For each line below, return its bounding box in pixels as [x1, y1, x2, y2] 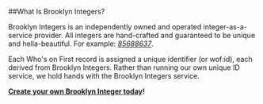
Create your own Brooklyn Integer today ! [8, 87, 145, 96]
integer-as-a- [203, 22, 247, 31]
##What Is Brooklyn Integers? [8, 7, 105, 16]
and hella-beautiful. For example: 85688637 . [8, 39, 154, 48]
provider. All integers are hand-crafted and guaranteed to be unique [34, 31, 256, 40]
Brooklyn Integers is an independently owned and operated [8, 22, 202, 31]
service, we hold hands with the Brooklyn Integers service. [8, 71, 200, 80]
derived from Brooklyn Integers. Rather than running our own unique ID [8, 63, 240, 72]
